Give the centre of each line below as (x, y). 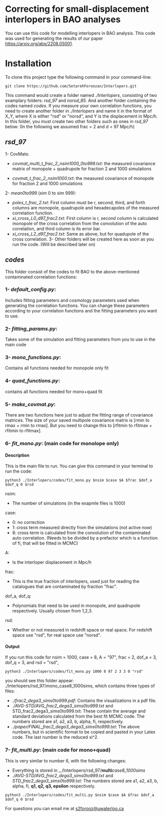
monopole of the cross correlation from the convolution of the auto (80, 223)
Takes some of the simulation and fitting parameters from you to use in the (80, 339)
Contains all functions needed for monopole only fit (57, 368)
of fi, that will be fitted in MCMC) (45, 543)
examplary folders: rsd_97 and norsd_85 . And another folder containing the (81, 100)
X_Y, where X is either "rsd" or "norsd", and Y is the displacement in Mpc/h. (82, 116)
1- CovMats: (17, 154)
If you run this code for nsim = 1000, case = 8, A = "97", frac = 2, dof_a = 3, (81, 657)
